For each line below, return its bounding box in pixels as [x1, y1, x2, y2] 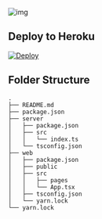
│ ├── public [8, 163, 58, 171]
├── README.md [8, 101, 55, 109]
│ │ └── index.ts [8, 135, 79, 143]
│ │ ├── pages [8, 176, 68, 184]
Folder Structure [8, 74, 90, 87]
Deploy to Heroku [8, 30, 96, 43]
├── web [8, 149, 34, 156]
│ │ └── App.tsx [8, 183, 76, 191]
